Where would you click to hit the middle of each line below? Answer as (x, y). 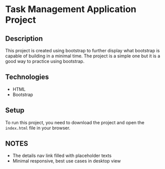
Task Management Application (71, 9)
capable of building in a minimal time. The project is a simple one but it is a (83, 56)
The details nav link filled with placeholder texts (62, 156)
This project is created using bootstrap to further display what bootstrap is (82, 51)
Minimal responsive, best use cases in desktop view (67, 161)
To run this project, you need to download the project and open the (75, 122)
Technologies (27, 77)
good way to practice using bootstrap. (45, 61)
